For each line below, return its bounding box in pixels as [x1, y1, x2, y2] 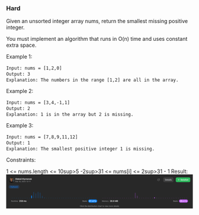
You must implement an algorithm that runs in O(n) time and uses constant [6, 36, 188, 43]
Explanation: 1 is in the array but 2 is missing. [6, 111, 134, 118]
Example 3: [6, 122, 34, 129]
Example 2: [6, 88, 34, 95]
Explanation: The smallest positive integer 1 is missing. [6, 146, 155, 152]
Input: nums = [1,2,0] [6, 65, 62, 72]
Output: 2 [6, 105, 31, 112]
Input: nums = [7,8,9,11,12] [6, 134, 78, 140]
